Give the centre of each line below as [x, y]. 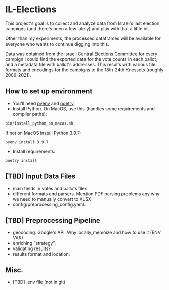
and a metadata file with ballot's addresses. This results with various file [80, 64]
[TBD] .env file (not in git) [39, 282]
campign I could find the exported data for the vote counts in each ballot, [81, 59]
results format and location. [41, 254]
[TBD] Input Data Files [40, 176]
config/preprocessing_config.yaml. [49, 204]
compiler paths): [30, 114]
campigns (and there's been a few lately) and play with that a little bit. [78, 28]
